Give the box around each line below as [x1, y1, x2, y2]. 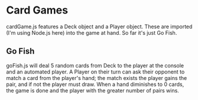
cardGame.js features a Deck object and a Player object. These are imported [6, 23, 193, 30]
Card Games [6, 4, 69, 17]
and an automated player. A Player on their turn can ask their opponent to [6, 68, 185, 75]
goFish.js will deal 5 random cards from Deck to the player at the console [6, 62, 184, 69]
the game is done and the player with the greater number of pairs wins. [6, 86, 179, 94]
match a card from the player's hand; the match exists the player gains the [6, 74, 187, 81]
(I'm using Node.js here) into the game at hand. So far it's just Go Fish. [6, 29, 177, 36]
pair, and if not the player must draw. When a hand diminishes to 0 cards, [6, 81, 184, 88]
